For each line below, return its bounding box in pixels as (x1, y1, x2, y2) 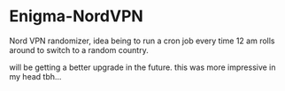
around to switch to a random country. (9, 44, 149, 55)
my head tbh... (9, 71, 62, 81)
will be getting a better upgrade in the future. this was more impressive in (9, 62, 276, 72)
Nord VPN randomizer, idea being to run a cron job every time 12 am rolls (9, 35, 276, 46)
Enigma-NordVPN (9, 6, 143, 27)
